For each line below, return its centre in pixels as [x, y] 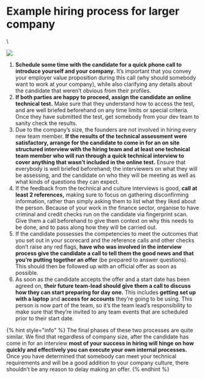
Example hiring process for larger [93, 11]
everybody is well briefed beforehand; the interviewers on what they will [106, 168]
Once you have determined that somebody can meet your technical [91, 356]
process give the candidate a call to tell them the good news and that [104, 253]
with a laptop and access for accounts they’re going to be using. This [104, 299]
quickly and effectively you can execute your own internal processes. [97, 350]
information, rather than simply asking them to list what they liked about [105, 201]
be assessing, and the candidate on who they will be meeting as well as [105, 175]
